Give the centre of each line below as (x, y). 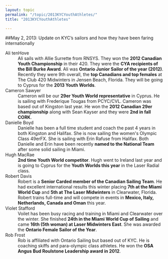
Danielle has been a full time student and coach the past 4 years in (87, 128)
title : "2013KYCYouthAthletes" (38, 19)
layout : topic (20, 10)
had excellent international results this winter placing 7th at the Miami (90, 187)
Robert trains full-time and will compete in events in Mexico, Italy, (86, 198)
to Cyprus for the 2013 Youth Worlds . (57, 85)
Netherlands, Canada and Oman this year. (62, 203)
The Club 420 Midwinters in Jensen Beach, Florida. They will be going (90, 80)
